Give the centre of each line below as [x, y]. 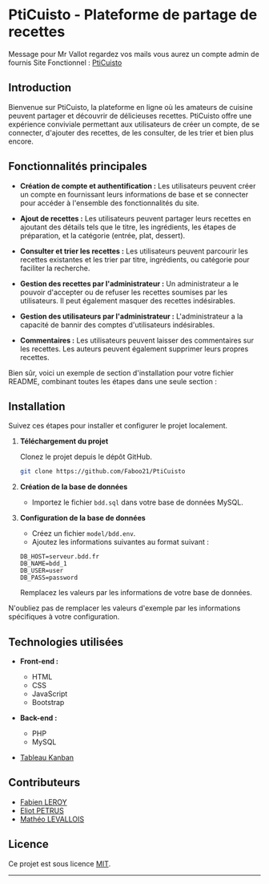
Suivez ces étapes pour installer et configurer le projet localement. [118, 426]
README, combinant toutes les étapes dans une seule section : [113, 381]
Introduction [40, 88]
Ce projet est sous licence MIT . [60, 863]
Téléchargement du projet [64, 441]
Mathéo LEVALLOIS [52, 819]
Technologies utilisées [66, 642]
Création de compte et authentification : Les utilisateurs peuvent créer [138, 185]
